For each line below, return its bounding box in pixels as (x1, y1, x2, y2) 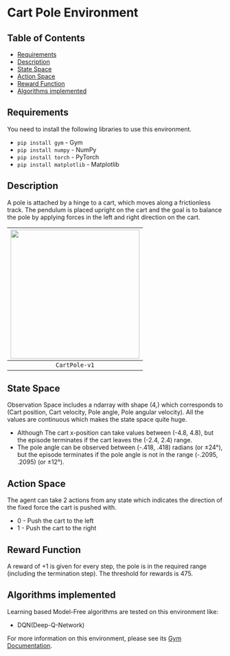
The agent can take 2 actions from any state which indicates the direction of (7, 496, 223, 504)
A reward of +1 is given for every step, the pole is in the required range (7, 562, 207, 571)
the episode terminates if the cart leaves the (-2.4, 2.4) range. (16, 436, 193, 444)
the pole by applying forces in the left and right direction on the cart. (7, 213, 200, 221)
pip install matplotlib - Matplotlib (16, 160, 119, 168)
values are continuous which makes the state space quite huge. (7, 416, 187, 424)
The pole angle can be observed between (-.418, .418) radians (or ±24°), (16, 443, 223, 451)
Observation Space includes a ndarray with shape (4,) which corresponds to (7, 400, 223, 409)
